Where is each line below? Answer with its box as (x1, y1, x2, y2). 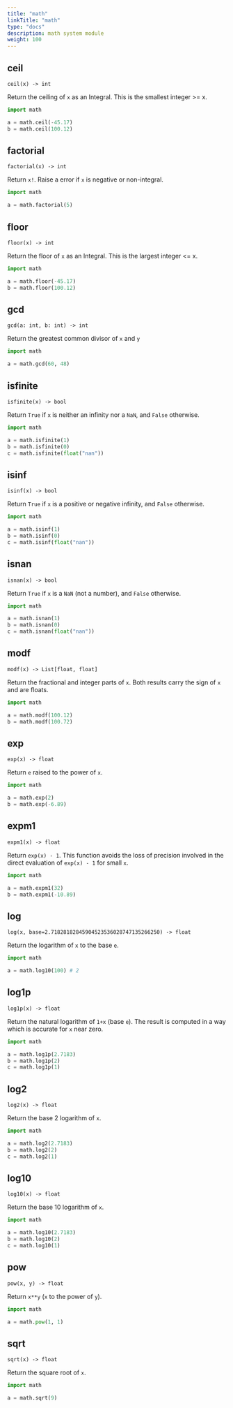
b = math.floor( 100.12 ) (7, 284, 77, 291)
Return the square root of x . (7, 1368, 86, 1377)
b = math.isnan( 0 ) (7, 622, 61, 629)
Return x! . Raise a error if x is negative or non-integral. (7, 175, 163, 184)
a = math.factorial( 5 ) (7, 202, 73, 209)
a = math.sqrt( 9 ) (7, 1395, 58, 1402)
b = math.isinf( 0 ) (7, 532, 61, 539)
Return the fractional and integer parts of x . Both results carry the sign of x (7, 678, 221, 687)
